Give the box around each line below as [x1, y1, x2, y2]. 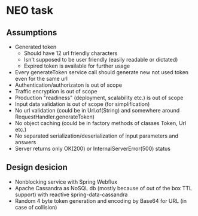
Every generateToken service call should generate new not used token [14, 69, 189, 75]
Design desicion [6, 162, 68, 172]
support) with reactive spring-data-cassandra [14, 191, 128, 198]
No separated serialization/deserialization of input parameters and [14, 132, 178, 139]
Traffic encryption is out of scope [14, 88, 98, 95]
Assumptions [6, 28, 57, 38]
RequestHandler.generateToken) [14, 113, 95, 120]
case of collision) [14, 203, 57, 211]
